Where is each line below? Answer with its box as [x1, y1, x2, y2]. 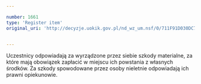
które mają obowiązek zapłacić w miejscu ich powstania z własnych [6, 58, 173, 66]
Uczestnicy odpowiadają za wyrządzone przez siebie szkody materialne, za [6, 52, 193, 59]
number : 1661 [6, 14, 39, 20]
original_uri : [6, 25, 42, 31]
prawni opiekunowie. [6, 71, 58, 79]
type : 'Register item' [6, 19, 63, 26]
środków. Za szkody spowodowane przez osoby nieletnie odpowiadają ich [6, 65, 190, 72]
